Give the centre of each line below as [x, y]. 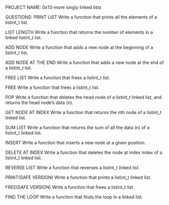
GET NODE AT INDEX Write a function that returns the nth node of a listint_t [83, 112]
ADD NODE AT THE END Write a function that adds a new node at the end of [84, 62]
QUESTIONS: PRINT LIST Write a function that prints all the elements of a [81, 17]
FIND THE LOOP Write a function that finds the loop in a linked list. [74, 197]
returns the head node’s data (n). [39, 102]
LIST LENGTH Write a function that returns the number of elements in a [79, 32]
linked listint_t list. [23, 38]
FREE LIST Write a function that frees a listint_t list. [58, 78]
